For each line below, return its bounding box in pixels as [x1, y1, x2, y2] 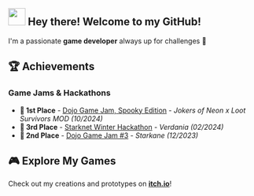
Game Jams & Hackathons [8, 87, 112, 98]
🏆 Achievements [8, 60, 95, 73]
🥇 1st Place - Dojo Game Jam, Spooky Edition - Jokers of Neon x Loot [19, 105, 246, 115]
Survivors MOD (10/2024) [19, 113, 104, 123]
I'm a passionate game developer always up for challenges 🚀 [8, 36, 207, 46]
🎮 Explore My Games [8, 154, 116, 168]
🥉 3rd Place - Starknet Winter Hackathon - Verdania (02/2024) [19, 122, 224, 131]
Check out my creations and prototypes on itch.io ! [8, 179, 172, 189]
